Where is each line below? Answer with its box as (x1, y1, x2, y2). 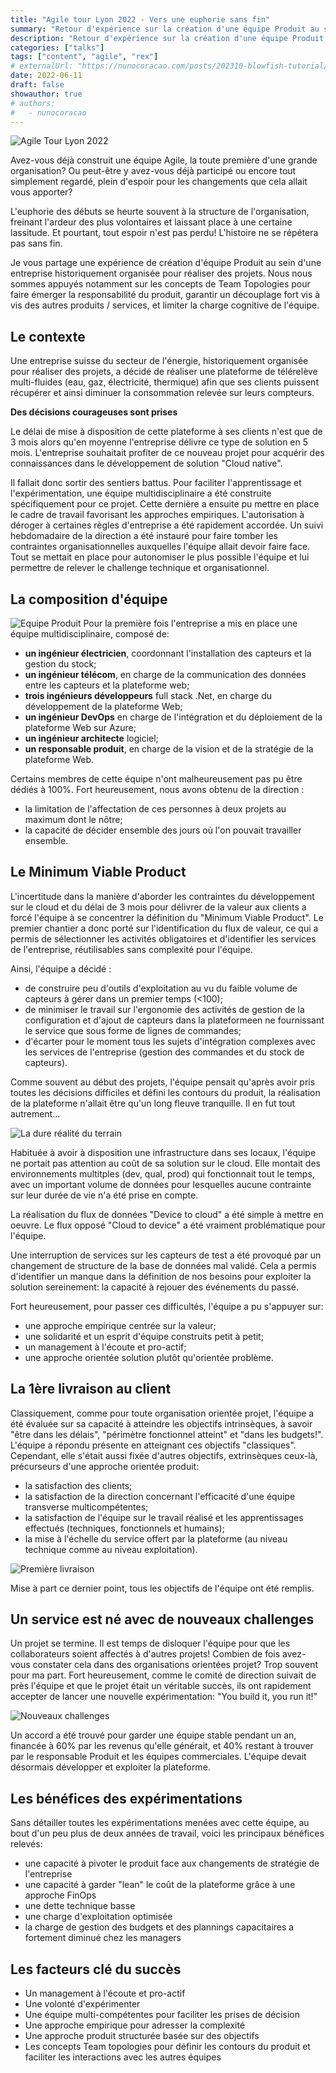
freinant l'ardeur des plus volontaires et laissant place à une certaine (10, 216, 293, 228)
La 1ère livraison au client (10, 1381, 172, 1398)
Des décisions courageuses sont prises (10, 406, 178, 418)
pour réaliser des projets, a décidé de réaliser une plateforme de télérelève (10, 366, 318, 378)
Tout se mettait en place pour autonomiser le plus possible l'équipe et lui (10, 551, 310, 563)
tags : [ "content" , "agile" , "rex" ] (10, 52, 159, 62)
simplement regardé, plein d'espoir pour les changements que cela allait (10, 176, 308, 188)
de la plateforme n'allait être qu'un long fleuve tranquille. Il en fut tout (10, 1097, 296, 1109)
